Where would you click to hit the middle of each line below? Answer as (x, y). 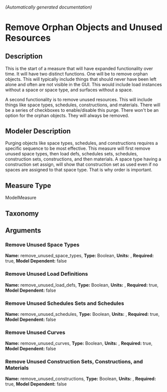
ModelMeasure (21, 198)
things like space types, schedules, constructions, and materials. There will (83, 105)
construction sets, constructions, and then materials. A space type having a (83, 159)
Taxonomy (22, 213)
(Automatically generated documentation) (49, 7)
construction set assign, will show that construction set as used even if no (82, 164)
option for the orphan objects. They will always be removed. (67, 115)
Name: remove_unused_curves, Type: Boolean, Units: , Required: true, (79, 343)
